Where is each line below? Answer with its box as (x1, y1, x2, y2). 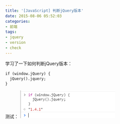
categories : (5, 19, 30, 24)
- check (5, 45, 22, 50)
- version (5, 40, 26, 45)
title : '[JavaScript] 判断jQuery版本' (5, 8, 84, 13)
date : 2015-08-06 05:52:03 (5, 13, 62, 19)
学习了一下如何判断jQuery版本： (5, 60, 72, 67)
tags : (5, 29, 17, 35)
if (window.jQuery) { (5, 71, 51, 76)
